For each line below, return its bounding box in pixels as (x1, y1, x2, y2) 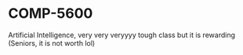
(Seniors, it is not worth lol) (8, 38, 96, 47)
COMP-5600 (8, 5, 93, 22)
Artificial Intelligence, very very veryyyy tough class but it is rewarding (8, 30, 235, 40)
